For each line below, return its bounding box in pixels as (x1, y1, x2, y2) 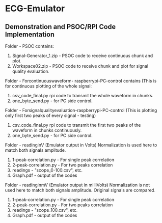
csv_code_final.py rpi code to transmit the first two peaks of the (12, 122, 141, 128)
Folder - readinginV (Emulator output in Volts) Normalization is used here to (5, 142, 157, 148)
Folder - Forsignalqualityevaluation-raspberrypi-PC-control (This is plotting (5, 108, 157, 113)
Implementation (5, 30, 55, 38)
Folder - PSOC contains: (5, 43, 54, 49)
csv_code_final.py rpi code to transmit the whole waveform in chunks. (12, 93, 154, 98)
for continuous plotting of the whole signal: (5, 83, 92, 89)
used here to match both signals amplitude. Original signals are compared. (5, 187, 156, 193)
